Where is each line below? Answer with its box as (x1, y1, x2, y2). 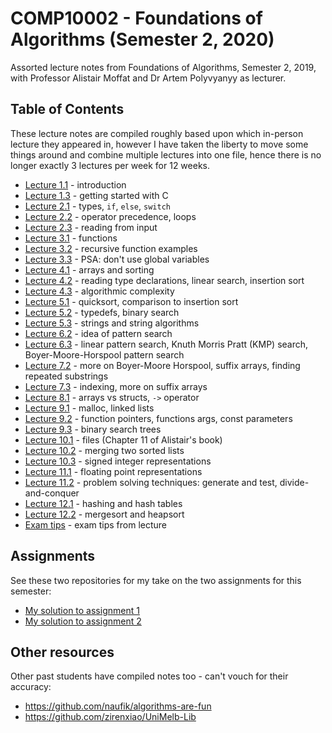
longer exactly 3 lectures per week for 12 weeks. (10, 159, 210, 171)
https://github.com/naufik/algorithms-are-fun (24, 700, 212, 712)
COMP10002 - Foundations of (10, 7, 263, 30)
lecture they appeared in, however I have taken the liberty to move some (10, 138, 309, 150)
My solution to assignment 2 (24, 615, 142, 627)
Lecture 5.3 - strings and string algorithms (24, 317, 200, 329)
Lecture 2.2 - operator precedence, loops (24, 210, 197, 222)
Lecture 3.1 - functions (24, 232, 118, 244)
